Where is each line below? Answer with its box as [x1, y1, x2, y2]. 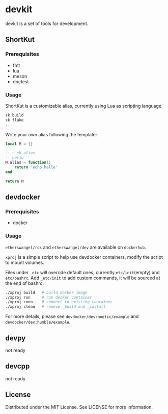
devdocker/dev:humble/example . [5, 319, 71, 325]
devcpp [5, 362, 30, 371]
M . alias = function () [5, 160, 51, 165]
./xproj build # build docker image [5, 290, 88, 295]
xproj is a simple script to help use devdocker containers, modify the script [5, 254, 163, 260]
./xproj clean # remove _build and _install [5, 304, 106, 309]
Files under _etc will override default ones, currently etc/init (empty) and [5, 269, 160, 275]
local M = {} [5, 141, 33, 147]
